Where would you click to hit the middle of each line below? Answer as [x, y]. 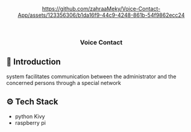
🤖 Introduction [34, 62]
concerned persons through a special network [64, 83]
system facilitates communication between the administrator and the [91, 76]
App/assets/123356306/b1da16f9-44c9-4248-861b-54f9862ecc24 [101, 15]
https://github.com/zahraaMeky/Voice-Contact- [101, 9]
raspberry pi [30, 122]
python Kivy [30, 116]
